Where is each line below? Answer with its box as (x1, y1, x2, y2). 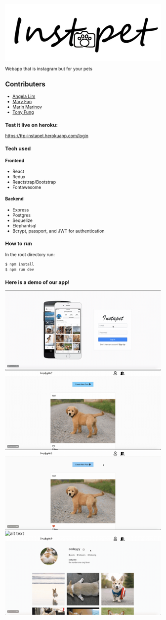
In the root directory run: (5, 251, 55, 257)
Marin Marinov (12, 104, 42, 110)
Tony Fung (12, 109, 34, 115)
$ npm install (5, 262, 35, 267)
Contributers (5, 80, 46, 88)
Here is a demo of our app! (5, 278, 70, 285)
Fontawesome (12, 184, 41, 190)
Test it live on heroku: (5, 121, 58, 128)
